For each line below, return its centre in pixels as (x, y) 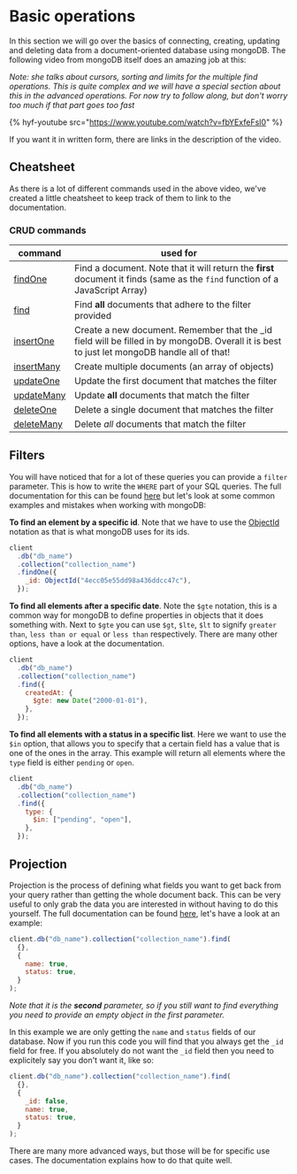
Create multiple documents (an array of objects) (174, 367)
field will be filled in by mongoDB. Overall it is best (178, 341)
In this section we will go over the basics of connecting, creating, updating (145, 41)
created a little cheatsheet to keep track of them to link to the (120, 197)
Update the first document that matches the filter (176, 381)
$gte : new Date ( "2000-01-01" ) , (90, 701)
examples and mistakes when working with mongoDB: (108, 505)
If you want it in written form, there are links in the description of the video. (145, 139)
